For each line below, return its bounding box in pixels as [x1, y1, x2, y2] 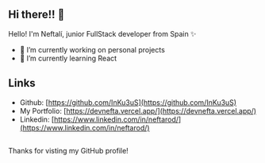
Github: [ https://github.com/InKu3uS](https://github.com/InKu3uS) [19, 97, 236, 107]
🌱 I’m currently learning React [19, 53, 117, 63]
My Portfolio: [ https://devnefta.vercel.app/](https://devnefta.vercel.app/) [19, 106, 256, 115]
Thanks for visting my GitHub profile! [8, 146, 129, 156]
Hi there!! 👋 [8, 8, 65, 21]
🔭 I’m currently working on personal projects [19, 45, 165, 54]
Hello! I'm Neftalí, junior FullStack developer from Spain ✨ [8, 29, 197, 38]
